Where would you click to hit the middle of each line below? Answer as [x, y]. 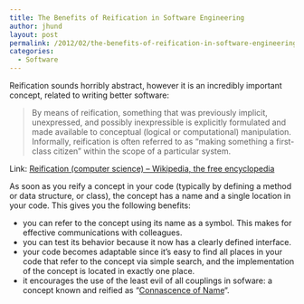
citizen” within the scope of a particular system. [142, 151]
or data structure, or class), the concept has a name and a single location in [150, 196]
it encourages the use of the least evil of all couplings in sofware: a [147, 280]
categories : [32, 52]
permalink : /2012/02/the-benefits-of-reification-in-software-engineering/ [155, 43]
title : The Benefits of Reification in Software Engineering [127, 18]
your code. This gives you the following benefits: [100, 205]
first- [285, 142]
